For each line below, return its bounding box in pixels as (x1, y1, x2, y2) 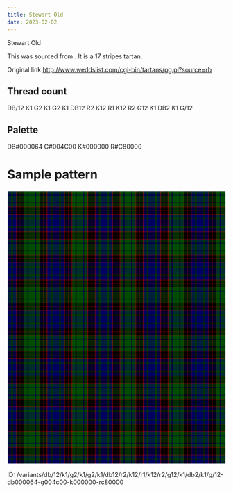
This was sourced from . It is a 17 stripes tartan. (7, 52, 143, 60)
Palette (7, 124, 39, 135)
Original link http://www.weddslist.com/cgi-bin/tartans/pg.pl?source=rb (7, 65, 212, 74)
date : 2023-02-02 (7, 18, 58, 26)
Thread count (7, 85, 67, 97)
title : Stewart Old (7, 11, 64, 18)
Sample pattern (7, 167, 98, 183)
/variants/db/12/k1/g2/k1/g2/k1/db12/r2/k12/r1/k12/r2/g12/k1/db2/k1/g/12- (16, 471, 224, 479)
